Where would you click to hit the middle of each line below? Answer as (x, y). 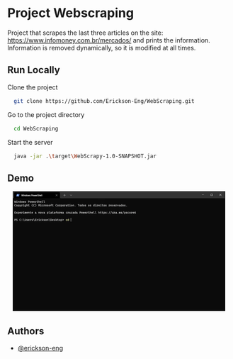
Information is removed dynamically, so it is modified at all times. (102, 48)
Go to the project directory (46, 114)
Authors (26, 331)
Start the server (30, 142)
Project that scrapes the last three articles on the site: (85, 33)
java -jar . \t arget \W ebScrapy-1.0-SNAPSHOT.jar (85, 156)
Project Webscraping (71, 13)
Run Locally (34, 70)
